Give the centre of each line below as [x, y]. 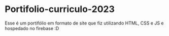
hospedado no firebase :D [32, 28]
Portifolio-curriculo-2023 [60, 9]
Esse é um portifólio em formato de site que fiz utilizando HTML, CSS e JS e [84, 23]
